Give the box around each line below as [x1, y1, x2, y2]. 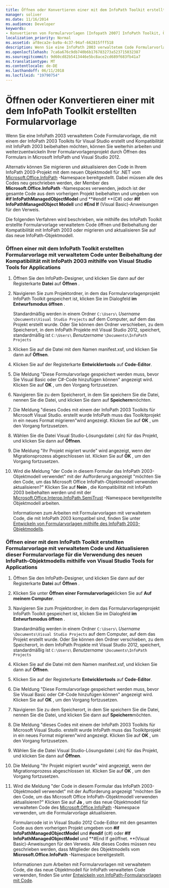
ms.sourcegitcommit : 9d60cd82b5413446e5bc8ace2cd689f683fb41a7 [6, 54, 141, 59]
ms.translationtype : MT [6, 59, 56, 64]
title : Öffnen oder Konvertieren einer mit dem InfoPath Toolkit [6, 7, 145, 13]
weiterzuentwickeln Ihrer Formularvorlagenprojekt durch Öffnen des [6, 149, 147, 155]
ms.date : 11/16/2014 [6, 17, 49, 22]
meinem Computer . [13, 596, 55, 602]
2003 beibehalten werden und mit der [13, 489, 92, 496]
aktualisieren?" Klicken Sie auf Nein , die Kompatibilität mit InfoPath [13, 484, 152, 490]
